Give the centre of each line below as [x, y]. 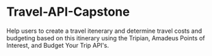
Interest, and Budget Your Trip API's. [58, 45]
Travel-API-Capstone [68, 12]
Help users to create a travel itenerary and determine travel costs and [104, 31]
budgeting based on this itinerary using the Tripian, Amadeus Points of [106, 38]
